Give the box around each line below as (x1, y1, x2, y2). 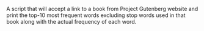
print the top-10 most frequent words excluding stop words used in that (6, 12, 186, 19)
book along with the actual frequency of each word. (6, 18, 137, 25)
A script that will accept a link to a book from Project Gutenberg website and (6, 5, 199, 12)
